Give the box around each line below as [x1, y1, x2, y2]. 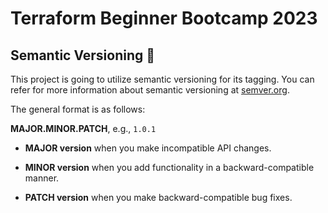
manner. [24, 172, 60, 184]
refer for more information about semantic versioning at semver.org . [10, 84, 290, 96]
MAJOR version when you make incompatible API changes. [24, 142, 272, 154]
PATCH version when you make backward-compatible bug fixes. [24, 192, 293, 203]
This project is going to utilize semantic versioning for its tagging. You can [10, 73, 315, 85]
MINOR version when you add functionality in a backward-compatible [24, 162, 315, 173]
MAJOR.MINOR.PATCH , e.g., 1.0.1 [10, 123, 157, 134]
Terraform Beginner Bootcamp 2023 [10, 7, 318, 30]
